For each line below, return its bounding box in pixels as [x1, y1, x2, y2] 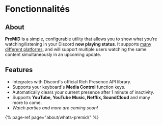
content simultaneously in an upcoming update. [5, 51, 102, 57]
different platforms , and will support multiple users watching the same [5, 47, 147, 52]
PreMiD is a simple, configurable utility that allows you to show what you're [5, 36, 158, 42]
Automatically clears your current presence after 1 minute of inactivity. [12, 89, 155, 95]
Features [5, 66, 33, 74]
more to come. [12, 100, 42, 105]
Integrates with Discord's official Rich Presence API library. [12, 78, 132, 84]
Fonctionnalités [5, 3, 70, 15]
